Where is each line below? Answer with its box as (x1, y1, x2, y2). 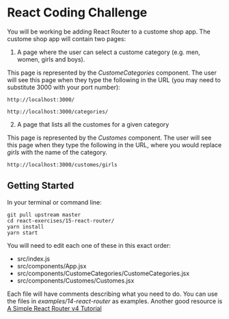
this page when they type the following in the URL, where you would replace (7, 140, 222, 149)
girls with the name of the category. (7, 148, 108, 156)
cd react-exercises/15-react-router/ (7, 217, 115, 224)
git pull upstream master (7, 211, 81, 218)
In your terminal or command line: (7, 198, 103, 206)
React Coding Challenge (7, 5, 148, 21)
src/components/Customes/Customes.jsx (16, 276, 135, 285)
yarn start (7, 229, 38, 236)
